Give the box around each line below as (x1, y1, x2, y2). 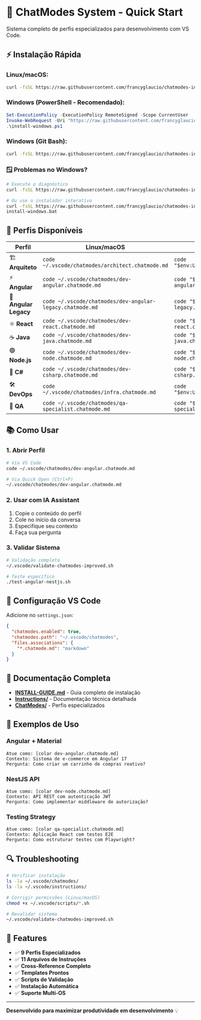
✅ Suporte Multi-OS (14, 989, 66, 997)
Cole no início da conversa (14, 516, 81, 523)
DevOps (9, 390, 33, 399)
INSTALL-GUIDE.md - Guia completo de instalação (14, 689, 141, 696)
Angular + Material (6, 737, 62, 745)
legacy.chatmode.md (42, 304, 98, 311)
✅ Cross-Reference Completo (14, 963, 91, 970)
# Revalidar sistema (6, 911, 58, 917)
